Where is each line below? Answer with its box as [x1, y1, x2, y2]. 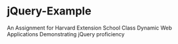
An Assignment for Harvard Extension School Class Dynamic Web [7, 24, 173, 31]
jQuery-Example [7, 4, 92, 18]
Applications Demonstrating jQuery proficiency [7, 30, 125, 37]
